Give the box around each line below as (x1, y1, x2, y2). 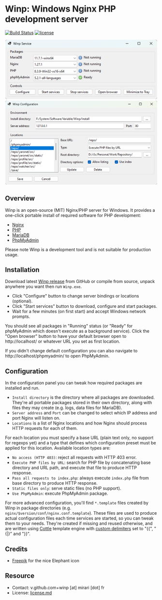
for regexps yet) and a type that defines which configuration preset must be (5, 440, 156, 446)
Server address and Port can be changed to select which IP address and (12, 410, 157, 416)
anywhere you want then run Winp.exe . (5, 284, 82, 289)
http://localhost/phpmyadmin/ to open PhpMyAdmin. (5, 353, 110, 359)
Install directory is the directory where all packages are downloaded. (12, 395, 155, 400)
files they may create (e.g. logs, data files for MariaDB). (12, 405, 122, 411)
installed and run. (5, 385, 40, 391)
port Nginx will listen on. (12, 415, 60, 421)
